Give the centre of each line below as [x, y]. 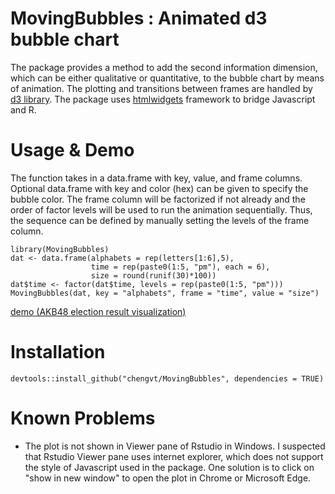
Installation [58, 352]
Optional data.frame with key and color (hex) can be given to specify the [159, 188]
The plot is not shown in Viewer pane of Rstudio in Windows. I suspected [175, 446]
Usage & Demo [72, 150]
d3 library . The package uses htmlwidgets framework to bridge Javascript [163, 99]
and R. [23, 109]
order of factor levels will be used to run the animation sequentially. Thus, [161, 209]
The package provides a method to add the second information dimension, [164, 67]
